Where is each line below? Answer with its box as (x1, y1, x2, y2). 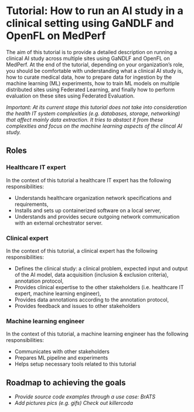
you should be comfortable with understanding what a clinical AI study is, (6, 67, 183, 74)
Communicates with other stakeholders (14, 348, 110, 355)
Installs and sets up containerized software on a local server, (14, 207, 162, 214)
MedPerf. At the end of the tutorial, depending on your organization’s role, (6, 61, 185, 68)
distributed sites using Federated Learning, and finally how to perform (6, 86, 175, 93)
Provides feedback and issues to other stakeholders (14, 302, 141, 309)
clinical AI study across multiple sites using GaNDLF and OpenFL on (6, 55, 170, 62)
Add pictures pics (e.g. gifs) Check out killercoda (14, 400, 133, 407)
